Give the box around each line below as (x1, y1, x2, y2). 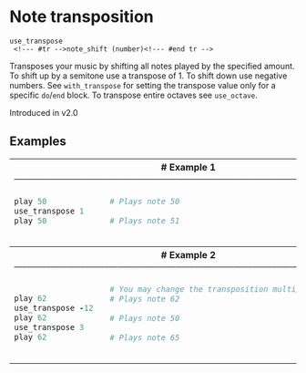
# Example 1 (160, 161, 217, 173)
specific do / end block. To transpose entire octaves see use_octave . (9, 89, 258, 100)
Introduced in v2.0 (9, 107, 79, 118)
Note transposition (9, 6, 154, 27)
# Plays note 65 (108, 332, 180, 343)
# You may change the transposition (108, 284, 269, 294)
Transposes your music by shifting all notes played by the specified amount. (9, 60, 295, 71)
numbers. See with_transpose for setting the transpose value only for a (9, 79, 276, 90)
